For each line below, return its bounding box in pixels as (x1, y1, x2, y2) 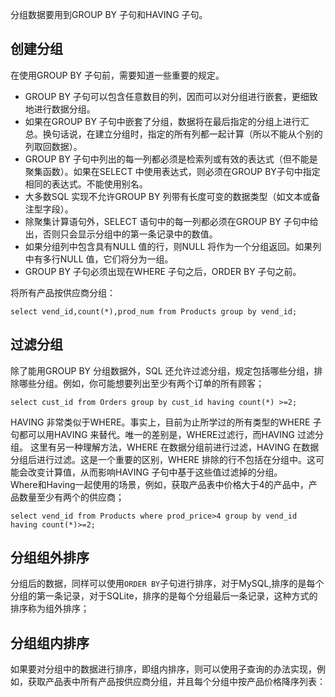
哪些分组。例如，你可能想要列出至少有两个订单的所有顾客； (18, 377, 265, 389)
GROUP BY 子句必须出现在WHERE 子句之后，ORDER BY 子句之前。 (24, 265, 302, 277)
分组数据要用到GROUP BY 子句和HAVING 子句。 (10, 9, 208, 20)
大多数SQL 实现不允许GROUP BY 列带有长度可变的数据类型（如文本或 (24, 190, 312, 202)
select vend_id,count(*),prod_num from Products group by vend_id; (10, 306, 298, 317)
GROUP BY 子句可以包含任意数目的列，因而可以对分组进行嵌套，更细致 (24, 90, 318, 102)
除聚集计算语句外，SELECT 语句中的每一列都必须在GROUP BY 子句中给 (24, 215, 319, 227)
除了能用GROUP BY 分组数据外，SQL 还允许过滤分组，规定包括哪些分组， (10, 364, 315, 377)
